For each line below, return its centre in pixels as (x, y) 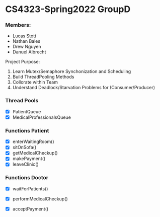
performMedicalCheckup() (40, 199)
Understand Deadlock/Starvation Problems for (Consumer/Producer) (84, 88)
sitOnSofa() (24, 148)
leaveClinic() (25, 164)
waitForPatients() (30, 189)
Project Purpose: (23, 62)
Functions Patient (27, 130)
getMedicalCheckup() (35, 153)
